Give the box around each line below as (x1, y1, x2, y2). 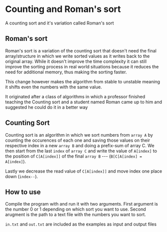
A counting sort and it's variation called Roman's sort (5, 20, 114, 26)
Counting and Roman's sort (5, 3, 121, 15)
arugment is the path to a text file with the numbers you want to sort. (5, 212, 146, 218)
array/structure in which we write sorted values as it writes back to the (5, 53, 150, 59)
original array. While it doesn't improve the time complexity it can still (5, 58, 147, 64)
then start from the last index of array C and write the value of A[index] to (5, 148, 157, 154)
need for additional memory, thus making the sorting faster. (5, 69, 127, 75)
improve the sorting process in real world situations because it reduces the (5, 63, 159, 69)
